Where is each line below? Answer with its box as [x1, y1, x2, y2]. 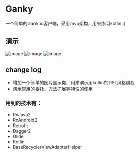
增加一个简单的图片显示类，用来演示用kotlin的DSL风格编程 [12, 79, 135, 85]
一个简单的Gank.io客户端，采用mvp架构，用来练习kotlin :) [5, 20, 126, 26]
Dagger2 [12, 128, 31, 134]
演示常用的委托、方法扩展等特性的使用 [12, 86, 93, 92]
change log [5, 66, 42, 74]
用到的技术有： [5, 100, 42, 107]
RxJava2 [12, 111, 31, 117]
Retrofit [12, 122, 28, 129]
